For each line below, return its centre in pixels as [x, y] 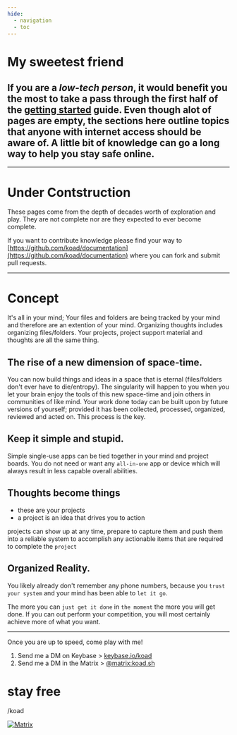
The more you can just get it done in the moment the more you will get [111, 607]
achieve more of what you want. [54, 621]
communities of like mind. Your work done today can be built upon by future [118, 402]
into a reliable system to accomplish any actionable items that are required [115, 539]
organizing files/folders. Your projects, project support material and [105, 333]
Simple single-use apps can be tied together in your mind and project [108, 456]
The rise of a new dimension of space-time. [105, 362]
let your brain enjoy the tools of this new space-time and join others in [109, 394]
